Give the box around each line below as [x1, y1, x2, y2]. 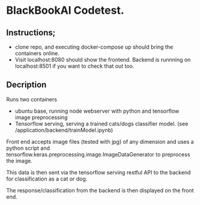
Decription [6, 80, 47, 90]
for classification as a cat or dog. [6, 175, 88, 182]
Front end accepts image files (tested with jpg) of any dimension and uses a [6, 138, 194, 145]
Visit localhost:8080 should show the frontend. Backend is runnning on [14, 56, 191, 63]
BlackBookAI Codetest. [6, 4, 124, 17]
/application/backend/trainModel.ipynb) [14, 126, 114, 134]
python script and [6, 144, 50, 152]
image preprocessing [14, 113, 68, 120]
